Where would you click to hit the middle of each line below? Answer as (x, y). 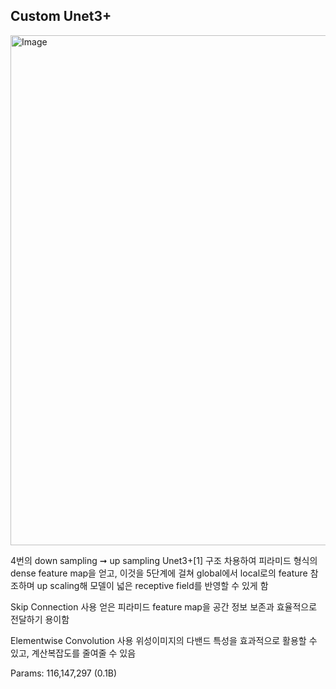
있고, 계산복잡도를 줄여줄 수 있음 (73, 653)
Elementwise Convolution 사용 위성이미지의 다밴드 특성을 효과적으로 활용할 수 (164, 640)
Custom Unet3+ (61, 16)
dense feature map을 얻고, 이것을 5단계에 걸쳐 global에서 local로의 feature (159, 573)
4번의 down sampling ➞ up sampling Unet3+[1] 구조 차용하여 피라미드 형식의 (164, 560)
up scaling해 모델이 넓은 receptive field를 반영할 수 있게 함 (152, 585)
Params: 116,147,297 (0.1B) (64, 673)
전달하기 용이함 (40, 619)
